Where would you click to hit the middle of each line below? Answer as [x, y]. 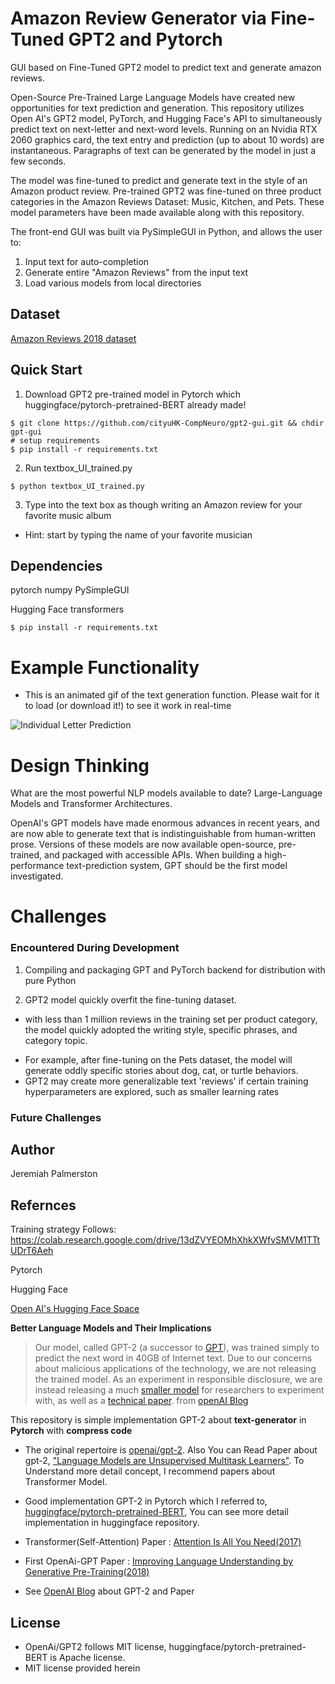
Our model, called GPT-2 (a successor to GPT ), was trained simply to [177, 1348]
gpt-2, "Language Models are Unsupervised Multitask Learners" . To [164, 1461]
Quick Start [46, 370]
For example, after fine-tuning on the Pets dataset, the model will [158, 1059]
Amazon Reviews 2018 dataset [73, 338]
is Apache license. [87, 1658]
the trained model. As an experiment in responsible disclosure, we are [178, 1379]
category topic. [56, 1040]
